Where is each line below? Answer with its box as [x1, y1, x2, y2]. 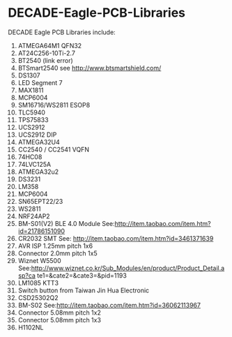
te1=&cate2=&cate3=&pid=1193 [36, 271, 127, 280]
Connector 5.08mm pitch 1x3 [17, 315, 102, 324]
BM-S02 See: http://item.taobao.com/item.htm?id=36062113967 [17, 301, 201, 309]
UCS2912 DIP [17, 130, 57, 139]
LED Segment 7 [17, 78, 63, 87]
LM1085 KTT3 [17, 278, 59, 287]
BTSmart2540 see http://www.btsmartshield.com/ [17, 63, 162, 72]
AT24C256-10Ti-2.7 [17, 49, 76, 57]
